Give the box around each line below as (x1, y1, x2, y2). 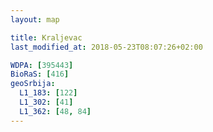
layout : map (10, 14, 60, 25)
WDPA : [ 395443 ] (10, 60, 74, 70)
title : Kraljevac (10, 32, 83, 43)
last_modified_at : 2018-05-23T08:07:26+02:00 (10, 42, 203, 52)
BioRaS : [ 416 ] (10, 69, 70, 80)
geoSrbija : (10, 79, 56, 89)
